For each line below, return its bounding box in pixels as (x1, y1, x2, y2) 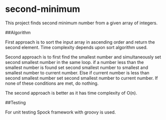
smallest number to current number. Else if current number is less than (5, 69, 150, 75)
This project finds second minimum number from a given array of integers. (5, 20, 158, 26)
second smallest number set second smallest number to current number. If (5, 75, 158, 81)
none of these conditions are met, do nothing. (5, 80, 99, 86)
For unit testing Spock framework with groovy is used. (5, 109, 116, 115)
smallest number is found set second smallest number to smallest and (5, 64, 148, 70)
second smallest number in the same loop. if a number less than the (5, 59, 144, 65)
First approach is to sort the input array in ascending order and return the (5, 39, 155, 45)
